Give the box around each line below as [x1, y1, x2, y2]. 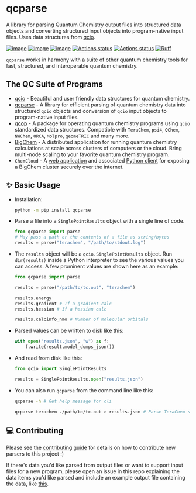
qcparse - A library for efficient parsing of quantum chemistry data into [14, 101, 186, 108]
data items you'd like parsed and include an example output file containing [6, 474, 185, 481]
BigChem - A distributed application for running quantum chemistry [14, 138, 177, 145]
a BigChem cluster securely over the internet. [14, 163, 124, 170]
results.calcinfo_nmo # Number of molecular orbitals [14, 316, 149, 323]
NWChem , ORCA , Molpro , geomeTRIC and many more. [14, 132, 130, 139]
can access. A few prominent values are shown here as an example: [14, 263, 179, 270]
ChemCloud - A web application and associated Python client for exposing [14, 157, 190, 164]
